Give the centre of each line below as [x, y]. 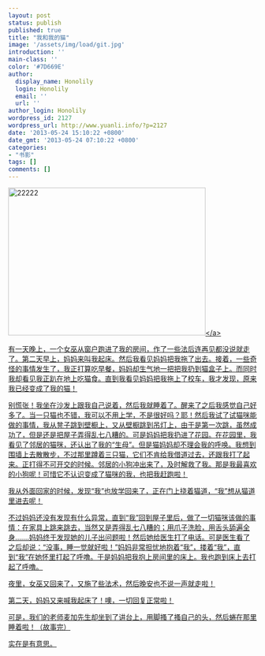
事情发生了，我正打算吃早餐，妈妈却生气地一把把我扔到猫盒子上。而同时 [139, 369]
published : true [35, 30]
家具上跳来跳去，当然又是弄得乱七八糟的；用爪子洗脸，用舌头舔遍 [136, 527]
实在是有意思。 [32, 644]
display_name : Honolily [54, 81]
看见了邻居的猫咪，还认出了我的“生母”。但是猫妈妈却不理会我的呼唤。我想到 [132, 445]
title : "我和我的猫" [39, 37]
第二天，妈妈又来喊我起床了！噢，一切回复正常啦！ [91, 600]
